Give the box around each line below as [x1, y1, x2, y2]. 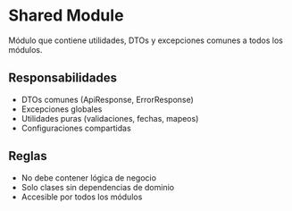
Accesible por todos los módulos [21, 191, 143, 202]
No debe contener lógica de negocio [21, 172, 157, 183]
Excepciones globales [21, 104, 103, 114]
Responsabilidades [8, 71, 118, 86]
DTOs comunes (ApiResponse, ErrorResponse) [21, 94, 194, 105]
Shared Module [8, 5, 124, 26]
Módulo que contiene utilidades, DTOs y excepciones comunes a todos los [8, 35, 283, 46]
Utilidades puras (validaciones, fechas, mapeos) [21, 113, 199, 123]
